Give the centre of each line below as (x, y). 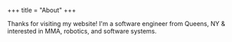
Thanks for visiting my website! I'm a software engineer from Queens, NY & (116, 23)
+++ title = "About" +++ (42, 10)
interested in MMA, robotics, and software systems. (82, 31)
